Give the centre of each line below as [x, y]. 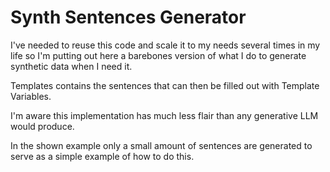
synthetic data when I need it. [71, 66]
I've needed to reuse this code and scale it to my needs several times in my [165, 45]
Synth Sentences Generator [128, 17]
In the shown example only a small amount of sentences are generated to [161, 145]
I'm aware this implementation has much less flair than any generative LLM [164, 115]
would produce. [42, 126]
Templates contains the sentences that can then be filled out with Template [165, 85]
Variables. [31, 96]
